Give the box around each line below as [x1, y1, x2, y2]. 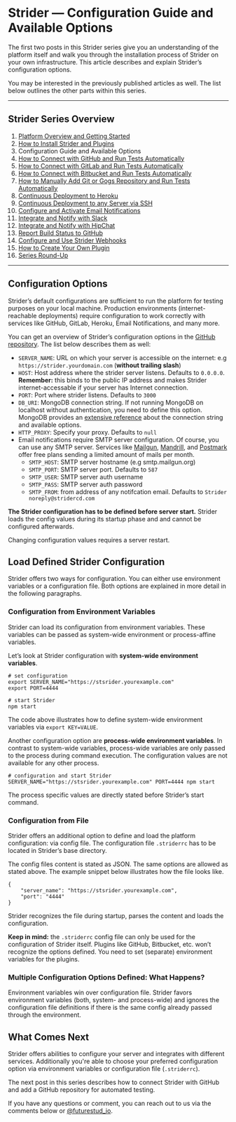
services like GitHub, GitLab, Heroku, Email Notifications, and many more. [8, 319, 220, 327]
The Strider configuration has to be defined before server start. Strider [8, 507, 218, 516]
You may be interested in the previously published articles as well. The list [8, 78, 221, 87]
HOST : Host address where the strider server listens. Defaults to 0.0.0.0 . [18, 368, 225, 376]
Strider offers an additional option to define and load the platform [8, 831, 196, 840]
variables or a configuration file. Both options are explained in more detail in [8, 582, 227, 590]
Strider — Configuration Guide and [8, 5, 214, 21]
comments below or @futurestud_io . [8, 1107, 113, 1115]
